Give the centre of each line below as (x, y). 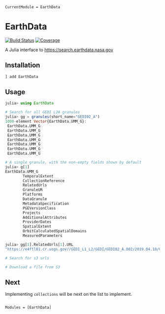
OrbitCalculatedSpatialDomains (55, 231)
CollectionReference (44, 181)
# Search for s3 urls (27, 258)
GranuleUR (33, 190)
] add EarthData (22, 76)
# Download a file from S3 (33, 267)
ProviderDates (37, 222)
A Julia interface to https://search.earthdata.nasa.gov (59, 50)
